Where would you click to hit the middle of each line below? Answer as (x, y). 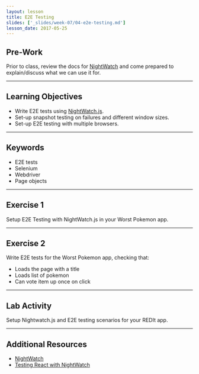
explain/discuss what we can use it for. (54, 73)
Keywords (25, 148)
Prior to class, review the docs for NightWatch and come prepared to (90, 66)
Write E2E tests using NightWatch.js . (59, 111)
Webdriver (28, 175)
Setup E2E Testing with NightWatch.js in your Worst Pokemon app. (87, 219)
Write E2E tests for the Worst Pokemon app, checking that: (78, 257)
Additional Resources (46, 344)
